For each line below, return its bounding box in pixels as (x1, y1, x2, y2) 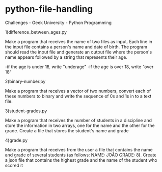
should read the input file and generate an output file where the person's (5, 49, 152, 55)
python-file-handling (5, 3, 93, 15)
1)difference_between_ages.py (5, 29, 67, 35)
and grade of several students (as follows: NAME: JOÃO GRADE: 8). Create (5, 152, 157, 158)
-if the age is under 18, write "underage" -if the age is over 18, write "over (5, 64, 154, 70)
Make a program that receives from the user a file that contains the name (5, 147, 153, 152)
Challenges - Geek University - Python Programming (5, 20, 112, 25)
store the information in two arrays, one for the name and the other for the (5, 123, 155, 128)
